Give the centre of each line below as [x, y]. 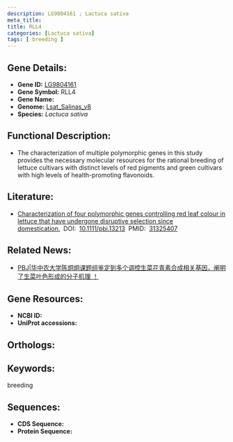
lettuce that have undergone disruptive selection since [95, 221]
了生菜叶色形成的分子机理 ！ [58, 276]
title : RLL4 [24, 26]
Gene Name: [35, 99]
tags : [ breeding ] [35, 40]
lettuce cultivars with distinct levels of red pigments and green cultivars [120, 167]
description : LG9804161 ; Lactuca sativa [68, 14]
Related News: [39, 250]
